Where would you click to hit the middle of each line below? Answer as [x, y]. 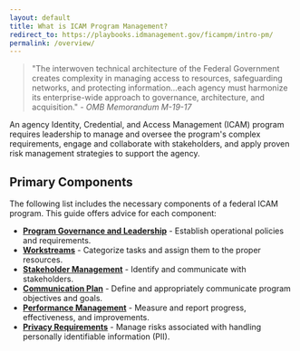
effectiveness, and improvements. [86, 318]
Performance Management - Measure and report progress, [134, 308]
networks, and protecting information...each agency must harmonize [160, 88]
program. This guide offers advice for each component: [113, 213]
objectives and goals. [62, 299]
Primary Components [71, 182]
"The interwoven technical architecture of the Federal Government [155, 69]
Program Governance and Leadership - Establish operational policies [153, 231]
